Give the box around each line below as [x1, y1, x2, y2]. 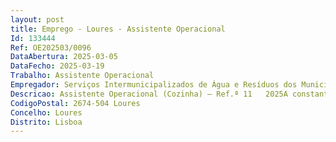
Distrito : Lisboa [10, 117, 83, 127]
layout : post [10, 14, 65, 25]
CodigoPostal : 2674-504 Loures [10, 98, 141, 108]
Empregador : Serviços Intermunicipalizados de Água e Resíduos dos [10, 80, 298, 90]
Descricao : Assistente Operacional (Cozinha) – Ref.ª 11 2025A [10, 89, 288, 99]
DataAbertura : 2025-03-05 [10, 52, 118, 62]
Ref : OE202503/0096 [10, 42, 92, 53]
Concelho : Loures [10, 107, 83, 118]
